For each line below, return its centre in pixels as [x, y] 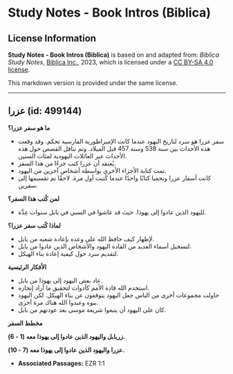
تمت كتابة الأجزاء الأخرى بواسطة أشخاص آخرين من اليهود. [92, 170]
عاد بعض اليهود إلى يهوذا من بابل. [60, 280]
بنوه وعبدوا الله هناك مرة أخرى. [58, 302]
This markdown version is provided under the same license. [93, 83]
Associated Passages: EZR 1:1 [62, 363]
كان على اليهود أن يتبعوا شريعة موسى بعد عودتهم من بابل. [92, 310]
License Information [52, 38]
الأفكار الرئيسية [27, 267]
